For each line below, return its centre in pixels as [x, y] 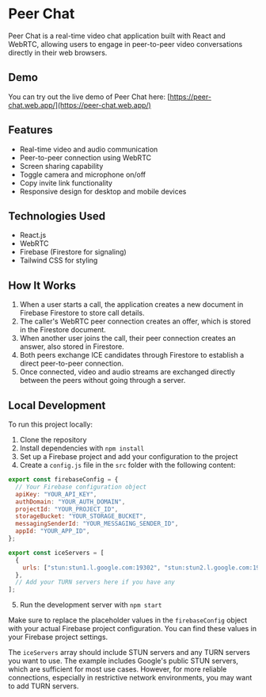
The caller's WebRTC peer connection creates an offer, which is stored [135, 321]
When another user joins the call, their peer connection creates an [127, 339]
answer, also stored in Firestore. [72, 347]
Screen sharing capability [61, 166]
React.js [33, 236]
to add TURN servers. [44, 686]
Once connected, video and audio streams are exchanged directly [127, 372]
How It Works [42, 285]
